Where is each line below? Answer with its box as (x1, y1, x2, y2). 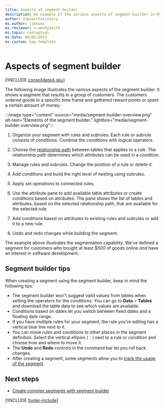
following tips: (5, 283, 33, 289)
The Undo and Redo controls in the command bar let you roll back (12, 345, 146, 351)
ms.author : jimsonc (5, 21, 45, 26)
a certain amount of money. (5, 102, 61, 108)
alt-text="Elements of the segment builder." (5, 117, 93, 123)
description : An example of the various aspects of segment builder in (5, 12, 155, 17)
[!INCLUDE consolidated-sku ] (5, 77, 65, 83)
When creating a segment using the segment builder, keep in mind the (5, 277, 147, 284)
